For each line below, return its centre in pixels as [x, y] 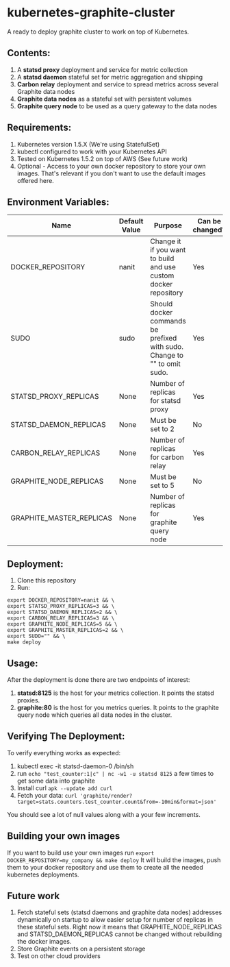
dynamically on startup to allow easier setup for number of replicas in [115, 920]
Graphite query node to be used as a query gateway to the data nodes [117, 106]
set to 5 [162, 486]
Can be [209, 221]
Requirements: [39, 128]
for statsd [166, 401]
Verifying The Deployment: [66, 736]
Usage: [23, 663]
